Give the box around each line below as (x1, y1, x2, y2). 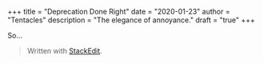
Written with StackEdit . (26, 46, 103, 55)
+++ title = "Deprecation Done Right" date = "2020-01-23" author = (7, 7, 231, 16)
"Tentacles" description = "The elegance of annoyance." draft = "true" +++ (7, 15, 255, 25)
